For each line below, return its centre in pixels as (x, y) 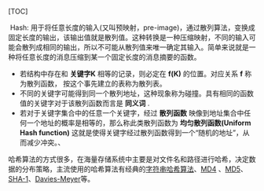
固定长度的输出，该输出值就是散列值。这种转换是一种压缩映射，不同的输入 (128, 37)
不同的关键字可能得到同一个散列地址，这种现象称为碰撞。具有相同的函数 (136, 93)
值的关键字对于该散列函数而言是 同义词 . (84, 103)
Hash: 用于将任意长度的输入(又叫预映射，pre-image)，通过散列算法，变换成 (132, 28)
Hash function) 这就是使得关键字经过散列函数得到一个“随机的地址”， (131, 132)
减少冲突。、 (46, 142)
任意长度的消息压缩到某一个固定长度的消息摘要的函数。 (111, 57)
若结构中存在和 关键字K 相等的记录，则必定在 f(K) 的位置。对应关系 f (131, 73)
